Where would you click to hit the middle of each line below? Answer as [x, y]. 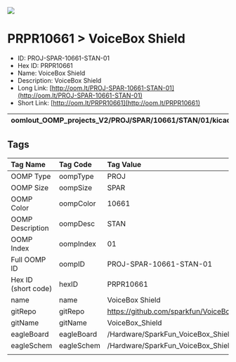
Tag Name [28, 164]
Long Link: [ [35, 88]
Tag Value [124, 164]
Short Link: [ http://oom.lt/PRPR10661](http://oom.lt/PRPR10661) [109, 102]
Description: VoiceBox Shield [59, 80]
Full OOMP [28, 260]
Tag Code [76, 164]
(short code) [32, 288]
